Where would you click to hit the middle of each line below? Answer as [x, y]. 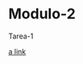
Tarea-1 [21, 36]
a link [17, 51]
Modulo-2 [42, 14]
